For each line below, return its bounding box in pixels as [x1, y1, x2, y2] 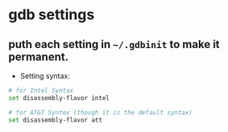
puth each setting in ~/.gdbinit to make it [8, 38, 220, 51]
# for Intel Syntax [8, 86, 74, 94]
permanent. [8, 50, 69, 63]
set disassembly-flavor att [8, 116, 103, 124]
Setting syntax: [19, 71, 71, 81]
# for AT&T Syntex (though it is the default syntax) [8, 108, 193, 117]
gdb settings [8, 6, 95, 24]
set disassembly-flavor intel [8, 94, 110, 102]
